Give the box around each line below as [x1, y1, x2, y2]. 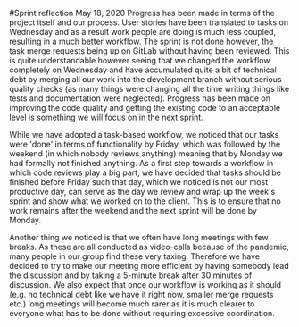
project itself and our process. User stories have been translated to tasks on [9, 17, 288, 28]
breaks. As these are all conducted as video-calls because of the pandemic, [9, 241, 289, 252]
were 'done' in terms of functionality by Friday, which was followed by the [9, 138, 281, 149]
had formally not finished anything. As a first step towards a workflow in [9, 158, 274, 168]
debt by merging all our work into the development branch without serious [9, 74, 283, 84]
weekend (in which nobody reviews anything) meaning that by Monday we [9, 148, 283, 159]
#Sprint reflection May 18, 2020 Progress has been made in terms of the [9, 8, 275, 18]
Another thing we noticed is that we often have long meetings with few [9, 232, 270, 242]
